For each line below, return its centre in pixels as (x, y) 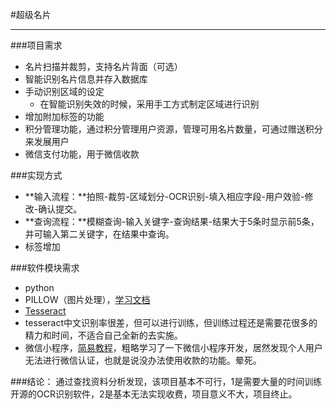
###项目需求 (36, 45)
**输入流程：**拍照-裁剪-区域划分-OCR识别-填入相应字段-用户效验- (164, 196)
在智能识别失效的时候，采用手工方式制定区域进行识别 (149, 104)
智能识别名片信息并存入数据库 (86, 79)
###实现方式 (36, 175)
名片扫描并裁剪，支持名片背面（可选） (103, 66)
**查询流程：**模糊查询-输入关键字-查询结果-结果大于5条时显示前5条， (172, 221)
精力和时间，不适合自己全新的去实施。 (103, 335)
